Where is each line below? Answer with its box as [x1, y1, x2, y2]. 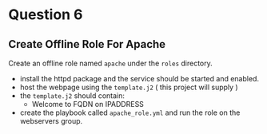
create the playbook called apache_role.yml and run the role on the [19, 108, 241, 117]
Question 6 [8, 6, 83, 24]
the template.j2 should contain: [19, 91, 126, 100]
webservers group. [19, 116, 83, 125]
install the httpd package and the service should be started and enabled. [19, 74, 260, 83]
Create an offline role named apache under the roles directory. [8, 58, 213, 68]
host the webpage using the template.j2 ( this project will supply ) [19, 82, 238, 92]
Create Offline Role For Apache [8, 37, 166, 51]
